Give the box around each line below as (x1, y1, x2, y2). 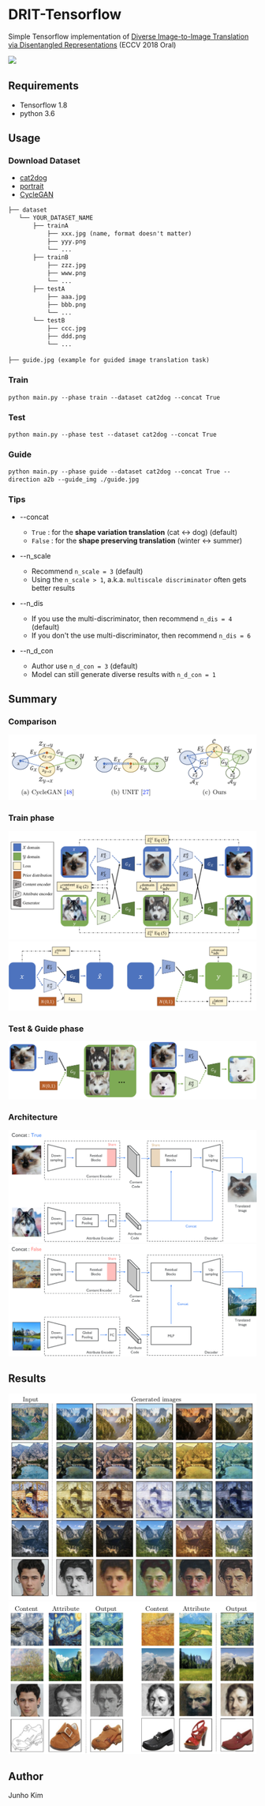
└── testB (32, 317, 65, 325)
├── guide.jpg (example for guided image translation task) (8, 356, 211, 364)
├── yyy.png (47, 238, 87, 246)
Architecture (8, 1112, 58, 1123)
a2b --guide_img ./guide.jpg (43, 476, 140, 483)
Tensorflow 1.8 (19, 100, 68, 110)
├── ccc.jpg (47, 325, 87, 333)
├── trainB (32, 254, 69, 261)
